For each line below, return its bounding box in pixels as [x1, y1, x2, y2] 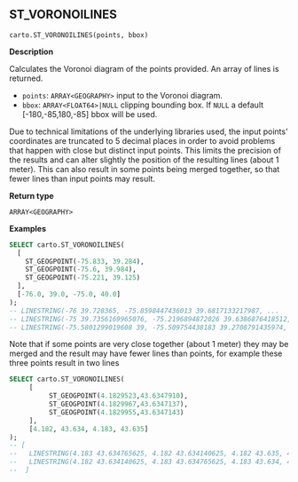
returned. [9, 73, 43, 83]
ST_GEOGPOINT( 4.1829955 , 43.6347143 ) [48, 407, 184, 416]
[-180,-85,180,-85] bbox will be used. [21, 108, 158, 119]
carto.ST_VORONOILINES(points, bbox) [9, 30, 149, 39]
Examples [9, 223, 47, 233]
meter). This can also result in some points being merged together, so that [9, 163, 280, 174]
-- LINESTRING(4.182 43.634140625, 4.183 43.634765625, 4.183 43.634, [9, 457, 284, 467]
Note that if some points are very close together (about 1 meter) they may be [9, 339, 289, 350]
